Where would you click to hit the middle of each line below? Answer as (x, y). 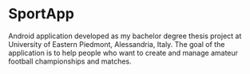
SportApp (41, 14)
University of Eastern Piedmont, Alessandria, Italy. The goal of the (117, 44)
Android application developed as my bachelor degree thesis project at (125, 36)
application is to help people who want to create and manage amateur (123, 53)
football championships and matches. (70, 61)
